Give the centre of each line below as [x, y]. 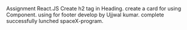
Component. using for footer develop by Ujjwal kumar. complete [85, 15]
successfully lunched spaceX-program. [55, 21]
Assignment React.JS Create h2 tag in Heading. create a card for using [94, 9]
